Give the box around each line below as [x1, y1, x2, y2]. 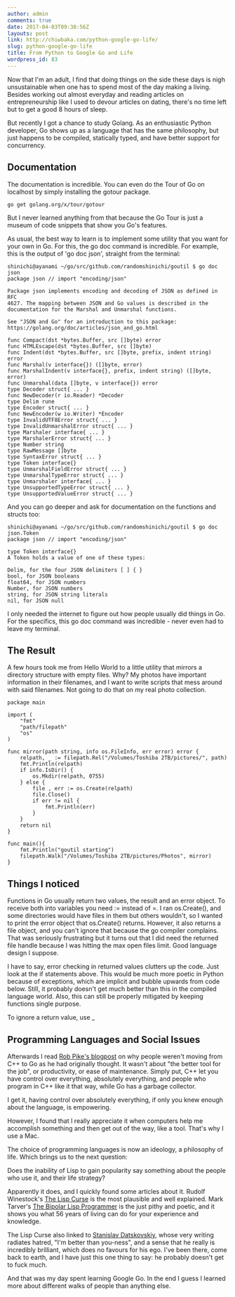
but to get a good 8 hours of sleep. [7, 105, 108, 113]
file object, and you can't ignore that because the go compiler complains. [7, 926, 219, 935]
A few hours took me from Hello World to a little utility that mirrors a [7, 663, 202, 672]
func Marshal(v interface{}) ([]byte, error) [7, 361, 142, 368]
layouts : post [7, 29, 49, 37]
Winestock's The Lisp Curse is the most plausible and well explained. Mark [7, 1195, 224, 1203]
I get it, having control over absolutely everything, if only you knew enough [7, 1096, 223, 1104]
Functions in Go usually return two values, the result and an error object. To [7, 896, 226, 905]
